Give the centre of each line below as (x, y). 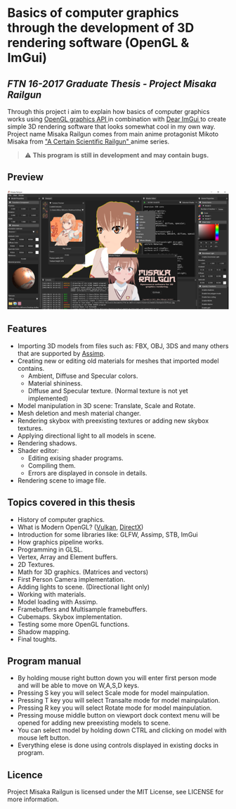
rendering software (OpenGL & (98, 43)
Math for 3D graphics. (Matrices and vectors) (83, 572)
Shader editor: (38, 450)
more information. (33, 799)
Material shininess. (55, 383)
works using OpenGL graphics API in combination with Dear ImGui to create (117, 119)
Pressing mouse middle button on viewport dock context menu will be (118, 715)
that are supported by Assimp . (61, 353)
